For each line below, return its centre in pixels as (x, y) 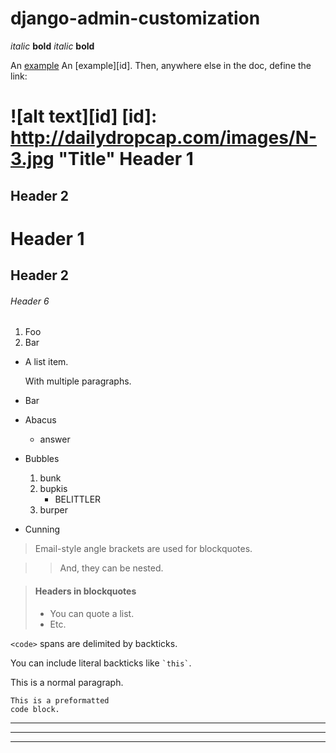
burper (53, 510)
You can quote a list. (92, 613)
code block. (35, 709)
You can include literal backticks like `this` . (101, 663)
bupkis (53, 489)
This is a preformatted (60, 700)
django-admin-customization (135, 18)
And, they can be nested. (111, 568)
